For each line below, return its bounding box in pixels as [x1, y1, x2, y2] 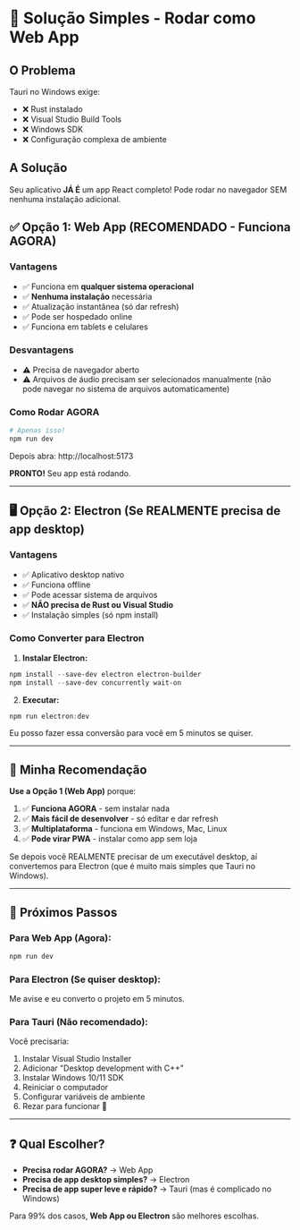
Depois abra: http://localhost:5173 [9, 450, 134, 461]
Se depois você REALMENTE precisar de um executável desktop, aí [9, 851, 257, 862]
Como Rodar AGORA [9, 406, 100, 418]
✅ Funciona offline [21, 579, 91, 590]
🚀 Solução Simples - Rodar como [9, 8, 256, 29]
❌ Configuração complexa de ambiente [21, 134, 167, 144]
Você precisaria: [9, 1036, 70, 1046]
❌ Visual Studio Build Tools [21, 114, 122, 124]
